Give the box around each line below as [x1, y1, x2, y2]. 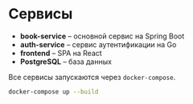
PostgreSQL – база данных [19, 57, 113, 66]
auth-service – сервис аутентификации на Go [19, 39, 177, 49]
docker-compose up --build [8, 87, 99, 96]
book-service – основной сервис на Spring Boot [19, 31, 185, 41]
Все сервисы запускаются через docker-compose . [8, 72, 176, 82]
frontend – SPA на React [19, 48, 102, 58]
